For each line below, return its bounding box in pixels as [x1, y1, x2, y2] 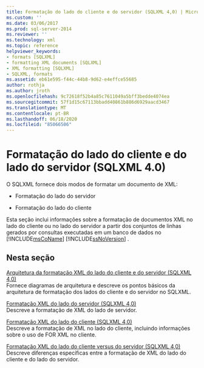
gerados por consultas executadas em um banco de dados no [6, 229, 162, 236]
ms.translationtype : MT [6, 104, 67, 111]
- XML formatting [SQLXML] [6, 65, 75, 72]
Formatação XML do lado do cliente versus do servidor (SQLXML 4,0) [6, 343, 181, 350]
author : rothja [6, 82, 45, 89]
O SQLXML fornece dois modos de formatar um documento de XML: [6, 181, 178, 188]
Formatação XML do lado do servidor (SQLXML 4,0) [6, 299, 137, 307]
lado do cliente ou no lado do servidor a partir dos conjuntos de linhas [6, 222, 182, 230]
